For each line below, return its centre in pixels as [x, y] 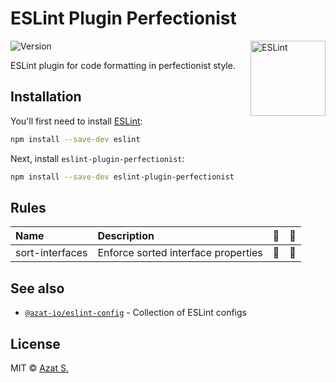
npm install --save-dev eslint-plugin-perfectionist [122, 177]
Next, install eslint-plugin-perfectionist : [97, 158]
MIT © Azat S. [39, 368]
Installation [46, 97]
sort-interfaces [51, 253]
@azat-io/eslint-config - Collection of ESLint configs [135, 313]
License [35, 343]
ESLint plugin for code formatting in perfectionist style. [123, 65]
